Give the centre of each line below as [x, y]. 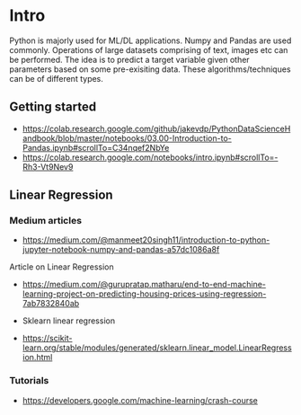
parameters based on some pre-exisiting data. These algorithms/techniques [150, 69]
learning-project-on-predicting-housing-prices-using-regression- [144, 294]
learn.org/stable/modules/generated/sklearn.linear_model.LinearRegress [157, 348]
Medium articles [46, 221]
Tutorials [29, 381]
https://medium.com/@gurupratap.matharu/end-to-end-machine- [144, 285]
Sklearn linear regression [68, 321]
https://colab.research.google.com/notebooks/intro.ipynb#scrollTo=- [150, 157]
